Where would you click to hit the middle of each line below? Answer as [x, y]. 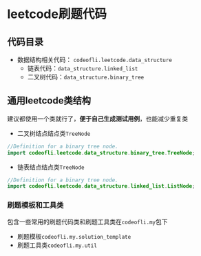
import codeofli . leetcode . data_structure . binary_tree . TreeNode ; [101, 152]
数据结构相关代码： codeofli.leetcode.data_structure [94, 60]
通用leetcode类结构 [49, 101]
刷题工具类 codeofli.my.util [57, 245]
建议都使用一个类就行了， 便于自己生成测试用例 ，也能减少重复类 [97, 119]
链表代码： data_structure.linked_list [83, 68]
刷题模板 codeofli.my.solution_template [74, 236]
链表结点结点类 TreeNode [51, 167]
